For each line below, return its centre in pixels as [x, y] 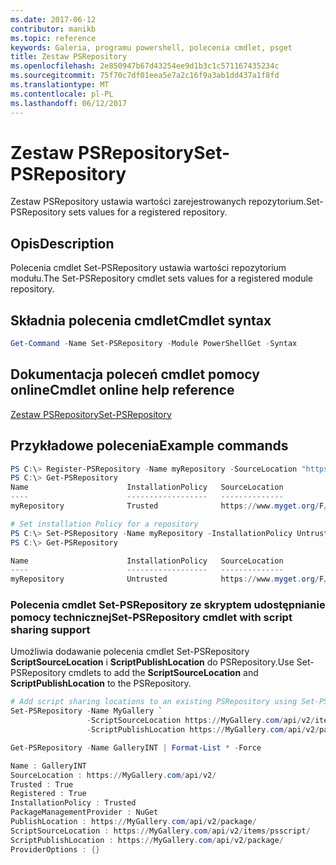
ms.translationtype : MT [60, 85]
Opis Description [62, 243]
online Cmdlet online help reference [122, 390]
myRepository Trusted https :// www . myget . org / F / [169, 506]
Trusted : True [42, 784]
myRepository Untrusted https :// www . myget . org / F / [169, 579]
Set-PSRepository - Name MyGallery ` [86, 711]
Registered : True [48, 794]
